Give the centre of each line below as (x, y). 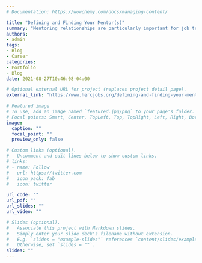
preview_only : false (37, 140)
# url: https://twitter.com (44, 173)
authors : (17, 34)
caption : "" (27, 128)
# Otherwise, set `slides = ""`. (51, 245)
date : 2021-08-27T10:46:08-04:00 (48, 79)
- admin (16, 40)
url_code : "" (23, 195)
